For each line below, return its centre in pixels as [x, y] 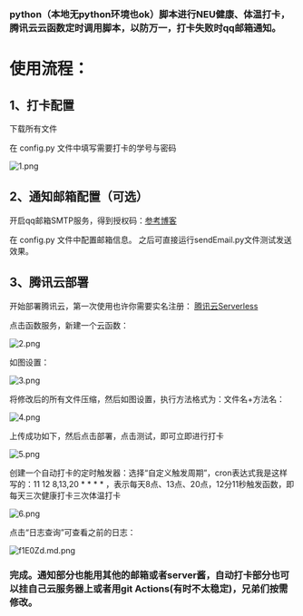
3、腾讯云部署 [49, 283]
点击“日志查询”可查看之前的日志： [73, 532]
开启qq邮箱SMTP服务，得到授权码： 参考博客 [93, 220]
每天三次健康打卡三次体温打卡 [65, 495]
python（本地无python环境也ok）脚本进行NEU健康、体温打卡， [150, 14]
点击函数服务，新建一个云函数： [69, 325]
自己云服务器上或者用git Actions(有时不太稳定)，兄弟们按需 [158, 589]
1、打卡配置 [42, 105]
